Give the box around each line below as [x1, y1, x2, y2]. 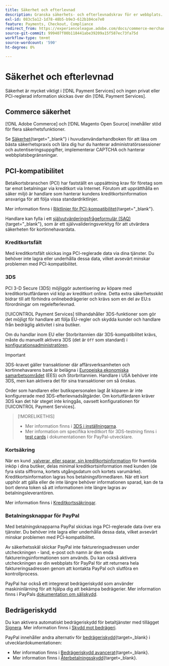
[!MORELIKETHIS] [17, 413, 55, 419]
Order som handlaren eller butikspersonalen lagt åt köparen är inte [5, 387, 143, 393]
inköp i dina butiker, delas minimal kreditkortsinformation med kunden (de [5, 463, 157, 469]
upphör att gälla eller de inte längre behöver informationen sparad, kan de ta [5, 479, 163, 485]
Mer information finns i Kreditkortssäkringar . [5, 500, 97, 506]
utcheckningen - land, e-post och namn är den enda [5, 550, 114, 556]
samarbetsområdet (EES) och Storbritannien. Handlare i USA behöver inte [5, 372, 158, 378]
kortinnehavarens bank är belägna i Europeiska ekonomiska [5, 367, 129, 373]
